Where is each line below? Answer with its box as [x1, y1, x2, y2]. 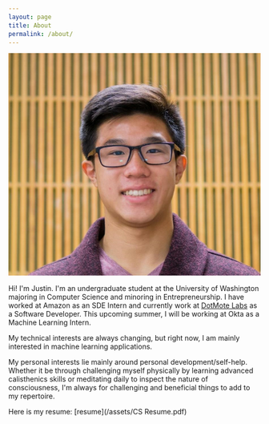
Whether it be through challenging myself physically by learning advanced [8, 365, 254, 375]
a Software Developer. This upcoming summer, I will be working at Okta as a [8, 309, 260, 318]
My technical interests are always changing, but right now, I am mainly [8, 333, 240, 342]
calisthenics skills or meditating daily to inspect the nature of [8, 374, 208, 384]
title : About [8, 21, 52, 30]
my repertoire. [8, 391, 55, 401]
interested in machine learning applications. [8, 341, 153, 351]
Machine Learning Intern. [8, 317, 91, 327]
